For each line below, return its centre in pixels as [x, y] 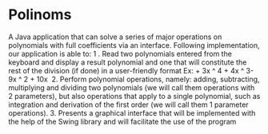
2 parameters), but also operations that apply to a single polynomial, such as [134, 96]
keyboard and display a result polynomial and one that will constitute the [128, 62]
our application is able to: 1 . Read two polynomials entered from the [120, 53]
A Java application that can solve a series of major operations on [115, 37]
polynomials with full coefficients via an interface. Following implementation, [134, 45]
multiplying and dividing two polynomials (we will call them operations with [132, 87]
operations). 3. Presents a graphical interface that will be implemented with [132, 112]
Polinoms [40, 15]
